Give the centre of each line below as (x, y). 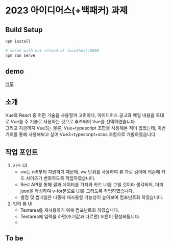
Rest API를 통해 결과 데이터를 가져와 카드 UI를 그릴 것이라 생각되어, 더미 (92, 185)
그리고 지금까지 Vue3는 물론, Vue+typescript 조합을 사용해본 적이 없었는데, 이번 (86, 128)
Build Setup (24, 29)
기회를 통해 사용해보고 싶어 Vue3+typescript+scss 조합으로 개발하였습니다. (81, 135)
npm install (18, 41)
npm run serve (20, 55)
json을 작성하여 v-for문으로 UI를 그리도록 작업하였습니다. (77, 191)
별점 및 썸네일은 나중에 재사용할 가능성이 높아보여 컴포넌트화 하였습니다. (92, 197)
